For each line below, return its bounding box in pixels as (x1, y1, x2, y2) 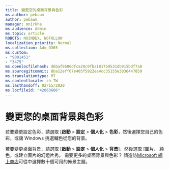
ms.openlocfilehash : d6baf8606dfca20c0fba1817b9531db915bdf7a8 (5, 64, 143, 69)
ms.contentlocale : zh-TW (5, 78, 58, 83)
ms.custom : (5, 50, 29, 55)
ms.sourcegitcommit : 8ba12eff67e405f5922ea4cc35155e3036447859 (5, 69, 143, 74)
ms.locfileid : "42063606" (5, 87, 60, 93)
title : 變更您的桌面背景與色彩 (5, 7, 63, 13)
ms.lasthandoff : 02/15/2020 (5, 83, 65, 88)
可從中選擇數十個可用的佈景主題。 (18, 158, 90, 165)
